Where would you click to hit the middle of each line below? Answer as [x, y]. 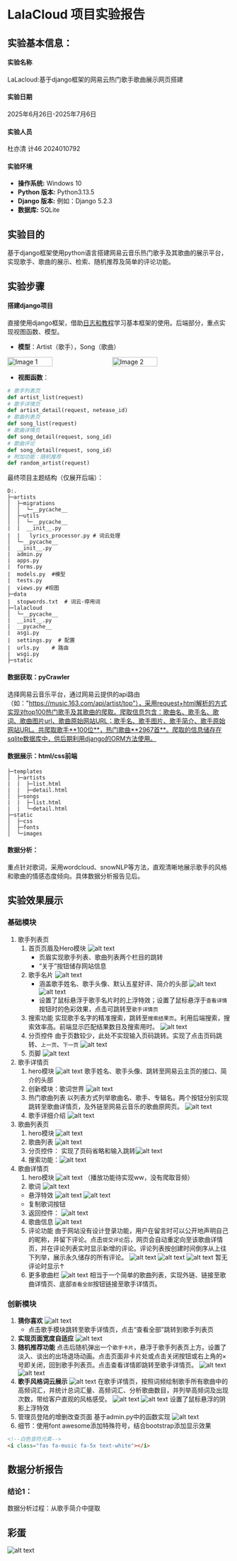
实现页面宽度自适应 [46, 1338]
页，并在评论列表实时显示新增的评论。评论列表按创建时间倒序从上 [124, 1248]
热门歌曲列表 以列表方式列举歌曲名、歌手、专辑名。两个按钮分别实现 [128, 1097]
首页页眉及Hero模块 [57, 948]
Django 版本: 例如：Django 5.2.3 [65, 201]
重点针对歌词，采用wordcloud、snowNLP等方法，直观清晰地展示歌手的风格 [117, 867]
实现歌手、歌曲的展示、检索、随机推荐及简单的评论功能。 [91, 262]
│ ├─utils [23, 516]
